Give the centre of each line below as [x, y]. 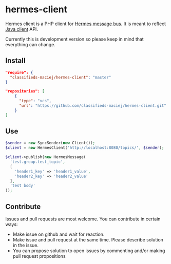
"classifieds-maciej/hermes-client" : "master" [61, 77]
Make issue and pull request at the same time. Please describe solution [88, 240]
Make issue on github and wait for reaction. [59, 234]
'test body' [23, 186]
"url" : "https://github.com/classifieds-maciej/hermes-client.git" [93, 106]
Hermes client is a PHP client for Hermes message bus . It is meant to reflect [85, 24]
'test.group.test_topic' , [38, 162]
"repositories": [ [25, 91]
